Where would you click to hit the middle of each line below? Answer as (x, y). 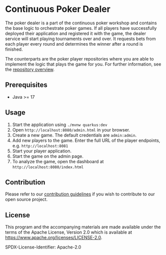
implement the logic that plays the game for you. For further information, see (83, 64)
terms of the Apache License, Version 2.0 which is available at (69, 232)
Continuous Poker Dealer (58, 9)
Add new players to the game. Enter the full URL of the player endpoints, (86, 140)
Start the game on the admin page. (48, 156)
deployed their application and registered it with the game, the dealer (76, 33)
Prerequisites (26, 85)
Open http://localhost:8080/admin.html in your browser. (71, 129)
